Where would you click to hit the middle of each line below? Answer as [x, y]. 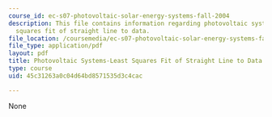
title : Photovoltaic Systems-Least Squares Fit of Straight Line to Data [136, 61]
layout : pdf [28, 53]
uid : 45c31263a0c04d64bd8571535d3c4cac [76, 76]
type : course [30, 69]
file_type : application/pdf [56, 46]
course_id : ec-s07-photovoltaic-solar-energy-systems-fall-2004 [119, 16]
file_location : [34, 38]
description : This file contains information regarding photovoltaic [128, 23]
